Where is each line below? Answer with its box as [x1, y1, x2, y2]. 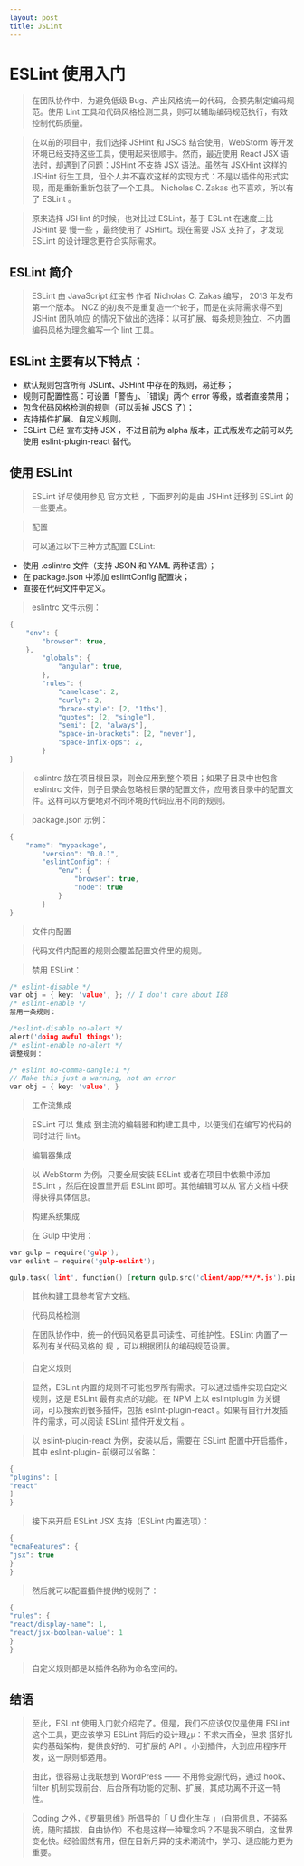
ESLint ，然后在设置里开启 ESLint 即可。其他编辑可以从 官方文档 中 [31, 1180, 280, 1192]
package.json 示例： [31, 814, 109, 825]
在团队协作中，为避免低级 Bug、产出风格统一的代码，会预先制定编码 [31, 95, 287, 106]
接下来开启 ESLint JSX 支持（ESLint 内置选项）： [31, 1515, 211, 1527]
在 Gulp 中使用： [31, 1230, 94, 1242]
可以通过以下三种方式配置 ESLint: [31, 540, 156, 551]
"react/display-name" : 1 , [9, 1619, 107, 1629]
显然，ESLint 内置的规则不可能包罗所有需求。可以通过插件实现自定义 [31, 1381, 288, 1392]
